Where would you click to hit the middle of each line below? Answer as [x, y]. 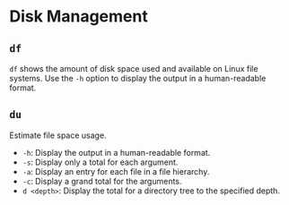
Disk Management [79, 17]
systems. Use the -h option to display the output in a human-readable [138, 78]
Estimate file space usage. [58, 135]
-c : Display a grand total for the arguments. [102, 181]
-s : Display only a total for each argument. [100, 162]
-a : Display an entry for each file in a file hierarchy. [116, 171]
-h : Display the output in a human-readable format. [116, 152]
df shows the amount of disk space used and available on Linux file [134, 68]
